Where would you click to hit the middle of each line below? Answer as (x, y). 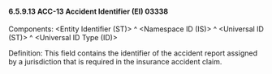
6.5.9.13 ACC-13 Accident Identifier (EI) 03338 (89, 11)
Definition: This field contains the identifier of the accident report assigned (133, 53)
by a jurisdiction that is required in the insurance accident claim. (115, 62)
